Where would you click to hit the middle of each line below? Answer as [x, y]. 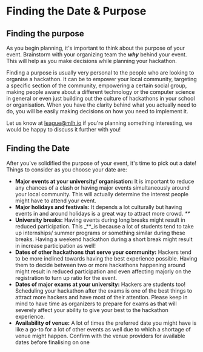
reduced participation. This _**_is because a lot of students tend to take [104, 226]
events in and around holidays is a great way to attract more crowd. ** [102, 213]
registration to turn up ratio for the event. [66, 277]
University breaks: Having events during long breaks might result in [100, 220]
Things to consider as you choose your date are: [67, 169]
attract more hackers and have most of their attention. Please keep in [101, 297]
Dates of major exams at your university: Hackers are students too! [100, 284]
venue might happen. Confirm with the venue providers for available [100, 336]
